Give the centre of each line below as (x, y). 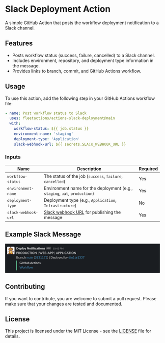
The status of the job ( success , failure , (83, 176)
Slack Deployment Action (58, 9)
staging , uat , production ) (69, 193)
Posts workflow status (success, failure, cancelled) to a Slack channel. (83, 55)
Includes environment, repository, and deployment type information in (83, 61)
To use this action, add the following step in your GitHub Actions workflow (80, 98)
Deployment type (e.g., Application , (80, 200)
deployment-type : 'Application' (47, 139)
